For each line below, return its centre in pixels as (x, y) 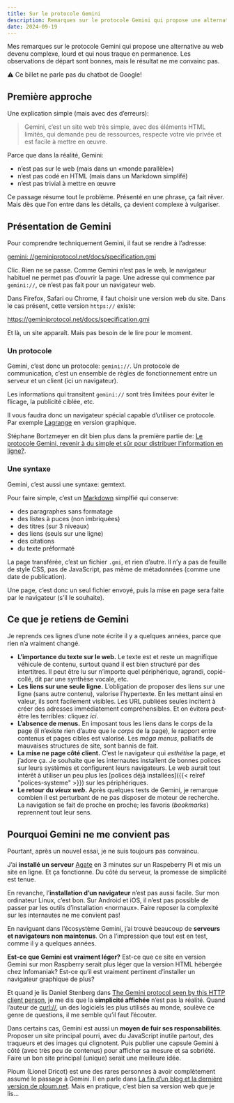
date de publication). (37, 576)
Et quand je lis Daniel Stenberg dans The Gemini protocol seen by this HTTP (116, 993)
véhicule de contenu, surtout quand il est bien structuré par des (109, 664)
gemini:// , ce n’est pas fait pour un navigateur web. (81, 285)
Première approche (50, 97)
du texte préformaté (46, 548)
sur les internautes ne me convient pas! (64, 915)
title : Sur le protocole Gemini (54, 14)
